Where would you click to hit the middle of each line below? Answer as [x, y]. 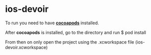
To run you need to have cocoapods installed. [52, 23]
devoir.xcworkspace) [26, 47]
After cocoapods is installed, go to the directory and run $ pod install [75, 32]
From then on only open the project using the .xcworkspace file [70, 42]
